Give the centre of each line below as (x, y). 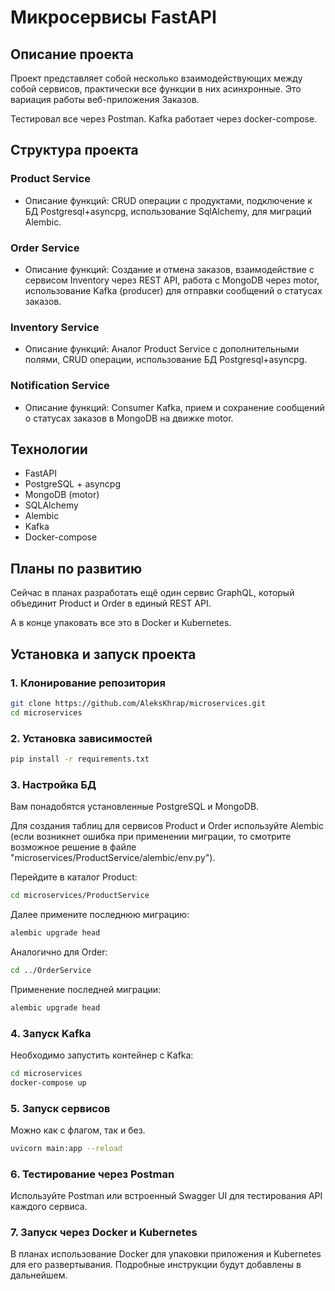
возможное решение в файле (73, 847)
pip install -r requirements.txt (80, 759)
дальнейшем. (39, 1275)
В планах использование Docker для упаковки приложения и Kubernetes (166, 1254)
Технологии (49, 449)
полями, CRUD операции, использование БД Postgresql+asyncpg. (166, 360)
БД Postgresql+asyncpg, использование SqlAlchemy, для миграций (168, 211)
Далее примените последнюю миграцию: (100, 914)
